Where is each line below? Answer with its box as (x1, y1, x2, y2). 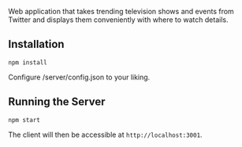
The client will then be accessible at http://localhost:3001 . (8, 130, 203, 139)
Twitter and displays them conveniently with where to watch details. (8, 15, 229, 24)
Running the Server (8, 95, 106, 108)
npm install (8, 58, 47, 66)
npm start (8, 116, 41, 124)
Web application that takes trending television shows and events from (8, 7, 234, 16)
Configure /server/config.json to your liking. (8, 72, 151, 82)
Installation (8, 38, 65, 51)
